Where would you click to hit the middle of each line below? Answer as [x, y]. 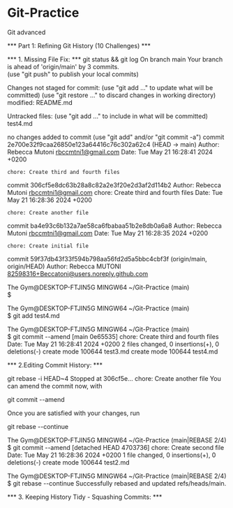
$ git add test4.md [34, 315]
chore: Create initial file [48, 246]
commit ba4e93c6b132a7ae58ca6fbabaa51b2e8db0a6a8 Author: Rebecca [114, 226]
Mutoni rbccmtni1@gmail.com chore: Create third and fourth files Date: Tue [115, 192]
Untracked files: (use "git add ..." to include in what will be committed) [107, 116]
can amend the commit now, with [55, 386]
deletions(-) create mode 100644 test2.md [69, 462]
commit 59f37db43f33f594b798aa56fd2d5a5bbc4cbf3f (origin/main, [107, 259]
